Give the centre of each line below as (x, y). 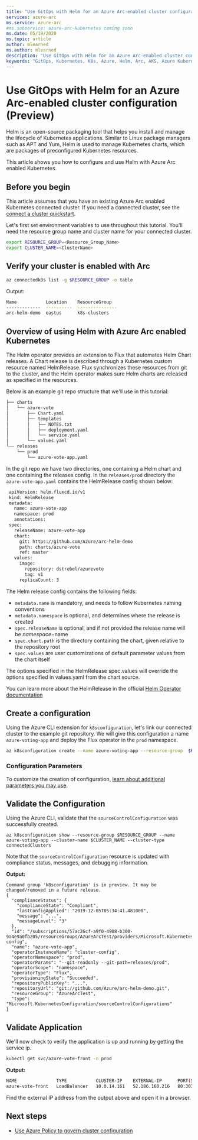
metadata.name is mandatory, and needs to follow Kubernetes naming (98, 603)
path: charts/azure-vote (50, 547)
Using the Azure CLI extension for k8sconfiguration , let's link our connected (99, 727)
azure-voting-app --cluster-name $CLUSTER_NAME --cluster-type (85, 840)
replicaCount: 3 (39, 580)
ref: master (34, 553)
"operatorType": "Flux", (42, 973)
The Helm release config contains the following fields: (72, 591)
